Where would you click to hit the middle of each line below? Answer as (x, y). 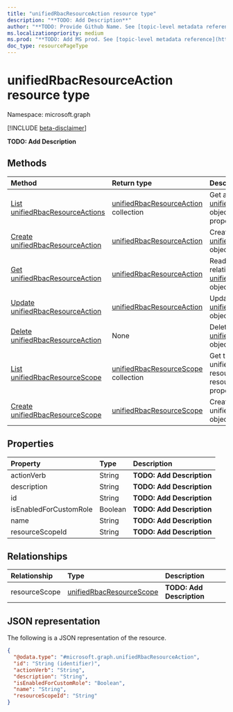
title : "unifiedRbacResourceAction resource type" (82, 14)
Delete (21, 331)
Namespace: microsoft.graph (49, 114)
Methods (27, 163)
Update (23, 302)
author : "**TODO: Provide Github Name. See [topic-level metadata (105, 26)
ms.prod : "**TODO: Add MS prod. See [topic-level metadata (94, 40)
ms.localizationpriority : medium (55, 33)
